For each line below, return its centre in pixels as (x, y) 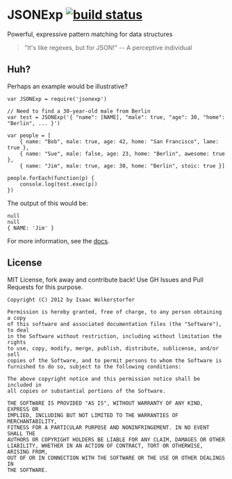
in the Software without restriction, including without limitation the (115, 336)
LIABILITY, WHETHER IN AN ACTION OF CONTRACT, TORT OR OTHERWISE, (105, 446)
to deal (18, 330)
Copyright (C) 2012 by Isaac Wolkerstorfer (71, 300)
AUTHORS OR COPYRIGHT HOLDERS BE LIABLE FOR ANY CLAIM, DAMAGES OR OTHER (116, 439)
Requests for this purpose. (45, 287)
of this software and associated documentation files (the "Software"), (115, 324)
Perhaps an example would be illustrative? (68, 86)
